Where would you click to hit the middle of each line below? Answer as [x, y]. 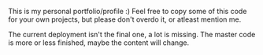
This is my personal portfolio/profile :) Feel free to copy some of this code [128, 11]
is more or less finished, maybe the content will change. [99, 43]
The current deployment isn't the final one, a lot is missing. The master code [132, 34]
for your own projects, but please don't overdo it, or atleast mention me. [125, 19]
